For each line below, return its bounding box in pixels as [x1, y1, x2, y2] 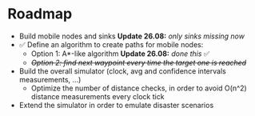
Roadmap [7, 5, 73, 23]
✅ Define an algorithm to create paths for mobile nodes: [18, 39, 204, 49]
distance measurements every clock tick [30, 91, 165, 101]
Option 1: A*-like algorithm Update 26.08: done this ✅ [30, 49, 210, 58]
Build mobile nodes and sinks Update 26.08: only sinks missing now [18, 31, 245, 41]
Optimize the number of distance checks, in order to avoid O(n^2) [30, 83, 247, 93]
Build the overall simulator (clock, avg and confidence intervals [18, 66, 227, 76]
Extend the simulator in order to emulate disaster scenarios [18, 100, 214, 110]
